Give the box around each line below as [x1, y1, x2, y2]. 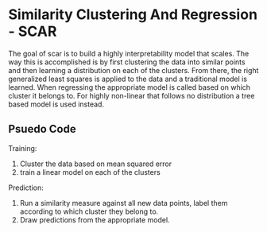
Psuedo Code [8, 122, 77, 136]
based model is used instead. [8, 99, 105, 109]
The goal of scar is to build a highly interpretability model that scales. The [8, 48, 250, 58]
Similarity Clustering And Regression [8, 6, 258, 24]
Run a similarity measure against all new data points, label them [19, 198, 228, 207]
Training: [8, 143, 37, 153]
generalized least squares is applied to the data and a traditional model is [8, 74, 248, 83]
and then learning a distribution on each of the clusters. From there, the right [8, 65, 259, 75]
